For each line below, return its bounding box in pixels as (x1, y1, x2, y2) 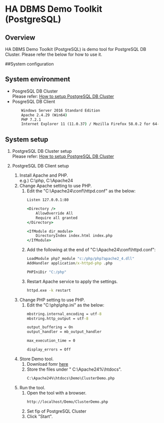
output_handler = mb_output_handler (26, 329, 102, 334)
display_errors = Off (26, 347, 71, 352)
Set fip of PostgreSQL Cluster (26, 408, 87, 414)
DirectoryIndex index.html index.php (36, 234, 113, 238)
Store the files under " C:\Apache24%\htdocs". (26, 366, 122, 372)
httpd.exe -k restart (26, 288, 71, 293)
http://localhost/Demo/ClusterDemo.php (26, 399, 109, 404)
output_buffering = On (26, 325, 73, 330)
